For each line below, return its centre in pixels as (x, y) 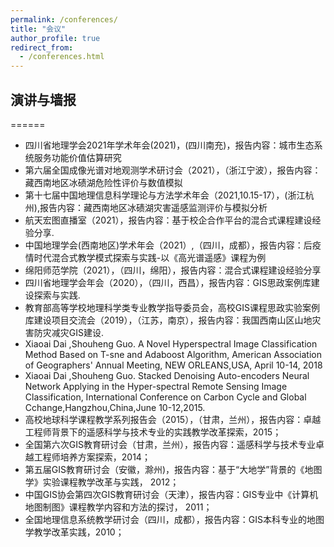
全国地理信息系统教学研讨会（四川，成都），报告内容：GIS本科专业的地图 (174, 519)
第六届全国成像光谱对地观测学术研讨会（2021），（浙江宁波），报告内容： (173, 170)
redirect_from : (42, 47)
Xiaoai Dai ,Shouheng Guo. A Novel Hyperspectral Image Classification (171, 343)
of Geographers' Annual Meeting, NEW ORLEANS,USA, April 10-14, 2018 (173, 365)
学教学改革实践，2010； (74, 532)
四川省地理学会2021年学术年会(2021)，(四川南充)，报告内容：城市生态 (169, 145)
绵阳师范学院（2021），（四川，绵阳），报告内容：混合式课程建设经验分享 (173, 270)
